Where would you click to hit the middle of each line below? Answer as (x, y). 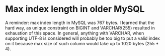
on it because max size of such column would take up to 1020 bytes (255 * (82, 43)
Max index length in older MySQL (75, 9)
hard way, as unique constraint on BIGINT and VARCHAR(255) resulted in (80, 28)
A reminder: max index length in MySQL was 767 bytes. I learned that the (80, 23)
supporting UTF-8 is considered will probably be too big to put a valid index (82, 38)
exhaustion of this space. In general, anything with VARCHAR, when (75, 33)
